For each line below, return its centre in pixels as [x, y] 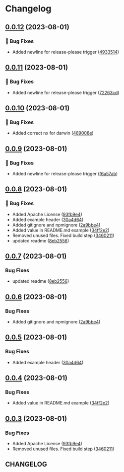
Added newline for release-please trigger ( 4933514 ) [66, 52]
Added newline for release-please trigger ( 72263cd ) [66, 92]
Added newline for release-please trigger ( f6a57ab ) [65, 173]
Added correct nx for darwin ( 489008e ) [53, 133]
